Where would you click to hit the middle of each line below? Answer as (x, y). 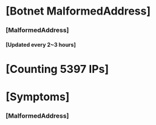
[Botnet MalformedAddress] (78, 11)
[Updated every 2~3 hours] (41, 44)
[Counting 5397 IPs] (57, 69)
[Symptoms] (38, 97)
